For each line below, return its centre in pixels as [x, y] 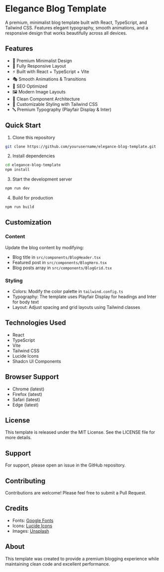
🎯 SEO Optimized [30, 86]
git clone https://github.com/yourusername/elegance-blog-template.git [81, 146]
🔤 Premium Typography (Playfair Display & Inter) [62, 109]
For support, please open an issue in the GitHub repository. [65, 465]
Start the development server [42, 179]
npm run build [20, 207]
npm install [17, 170]
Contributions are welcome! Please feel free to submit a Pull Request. [76, 492]
